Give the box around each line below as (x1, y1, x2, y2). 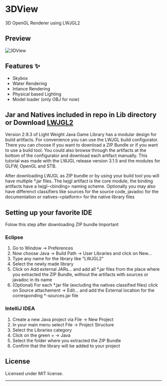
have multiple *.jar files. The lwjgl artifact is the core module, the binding (5, 178, 153, 184)
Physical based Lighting (12, 91, 62, 97)
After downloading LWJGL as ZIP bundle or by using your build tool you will (5, 173, 160, 179)
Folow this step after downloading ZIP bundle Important (5, 222, 119, 228)
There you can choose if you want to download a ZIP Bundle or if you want (5, 142, 158, 148)
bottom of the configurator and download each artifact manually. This (5, 153, 148, 158)
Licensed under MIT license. (5, 370, 64, 376)
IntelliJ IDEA (5, 305, 35, 312)
